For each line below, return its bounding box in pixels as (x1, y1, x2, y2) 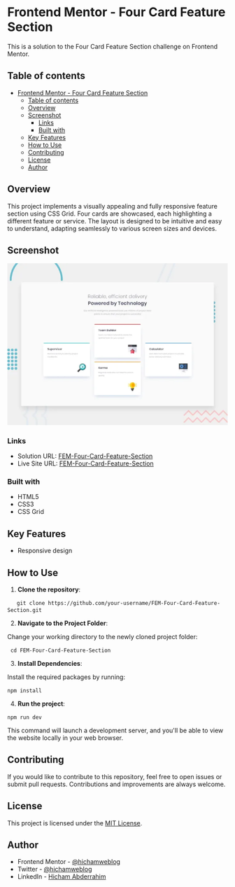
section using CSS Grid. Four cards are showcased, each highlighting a (7, 209, 212, 218)
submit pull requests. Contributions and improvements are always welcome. (7, 780, 226, 788)
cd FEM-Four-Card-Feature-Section (10, 647, 111, 654)
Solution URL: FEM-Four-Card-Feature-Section (17, 452, 153, 461)
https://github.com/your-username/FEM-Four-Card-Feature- (48, 599, 220, 606)
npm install (7, 687, 42, 694)
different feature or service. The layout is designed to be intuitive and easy (7, 216, 222, 225)
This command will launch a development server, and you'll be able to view (7, 726, 224, 734)
